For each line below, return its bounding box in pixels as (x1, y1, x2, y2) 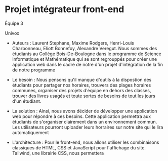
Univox (5, 30, 20, 36)
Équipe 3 (5, 20, 23, 26)
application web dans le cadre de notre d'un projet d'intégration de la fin (12, 61, 163, 67)
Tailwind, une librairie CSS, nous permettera (12, 150, 104, 156)
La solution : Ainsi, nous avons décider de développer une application (12, 108, 157, 114)
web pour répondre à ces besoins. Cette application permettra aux (12, 113, 151, 119)
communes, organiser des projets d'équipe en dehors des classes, (12, 87, 151, 93)
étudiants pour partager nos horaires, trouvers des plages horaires (12, 82, 151, 88)
